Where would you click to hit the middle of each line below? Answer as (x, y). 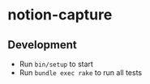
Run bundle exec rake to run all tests (81, 73)
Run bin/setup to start (56, 64)
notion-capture (60, 15)
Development (43, 45)
